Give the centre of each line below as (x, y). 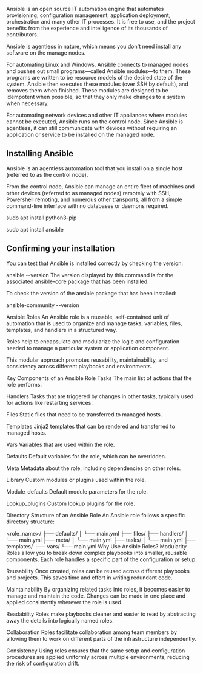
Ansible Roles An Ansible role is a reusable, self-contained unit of (88, 317)
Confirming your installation (61, 249)
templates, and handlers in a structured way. (62, 330)
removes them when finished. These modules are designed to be (87, 90)
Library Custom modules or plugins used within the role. (76, 480)
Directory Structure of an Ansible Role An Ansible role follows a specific (96, 515)
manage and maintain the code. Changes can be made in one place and (96, 596)
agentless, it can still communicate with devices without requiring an (92, 128)
